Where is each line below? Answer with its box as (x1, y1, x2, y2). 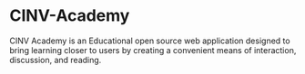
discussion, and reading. (9, 54, 102, 65)
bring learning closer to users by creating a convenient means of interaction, (9, 44, 297, 55)
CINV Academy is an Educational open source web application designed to (9, 35, 290, 46)
